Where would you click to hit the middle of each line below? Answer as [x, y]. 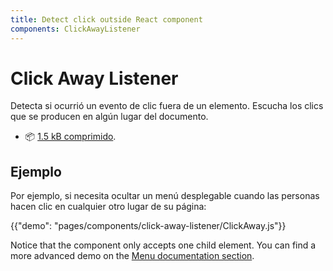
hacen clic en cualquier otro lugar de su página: [108, 207]
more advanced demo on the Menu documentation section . [132, 256]
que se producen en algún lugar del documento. [109, 117]
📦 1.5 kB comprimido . [70, 137]
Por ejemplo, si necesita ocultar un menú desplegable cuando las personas [165, 196]
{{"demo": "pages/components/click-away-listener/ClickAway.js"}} [148, 226]
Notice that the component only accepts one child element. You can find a [163, 245]
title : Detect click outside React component [106, 19]
